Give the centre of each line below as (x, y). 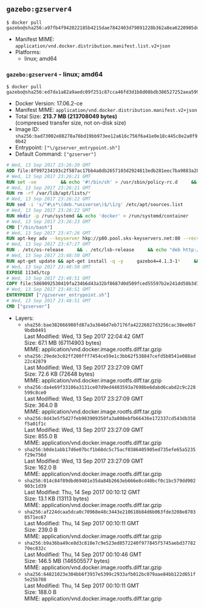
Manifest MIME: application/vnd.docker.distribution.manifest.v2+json (106, 110)
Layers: (24, 318)
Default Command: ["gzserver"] (56, 154)
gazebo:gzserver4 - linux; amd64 (55, 74)
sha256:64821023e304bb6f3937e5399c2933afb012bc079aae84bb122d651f (110, 574)
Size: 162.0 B (40, 467)
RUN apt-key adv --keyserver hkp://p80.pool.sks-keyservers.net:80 (93, 239)
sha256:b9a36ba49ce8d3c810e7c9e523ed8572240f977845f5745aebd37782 (110, 543)
